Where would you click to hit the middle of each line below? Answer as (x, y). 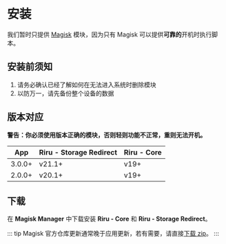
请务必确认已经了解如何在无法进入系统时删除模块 (86, 85)
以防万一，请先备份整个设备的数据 (65, 93)
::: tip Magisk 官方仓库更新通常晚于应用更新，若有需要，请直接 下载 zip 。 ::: (113, 234)
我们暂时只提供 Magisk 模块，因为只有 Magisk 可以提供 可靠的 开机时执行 (110, 34)
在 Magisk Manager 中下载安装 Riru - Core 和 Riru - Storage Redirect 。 (109, 219)
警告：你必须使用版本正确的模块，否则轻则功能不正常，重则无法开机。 (107, 135)
